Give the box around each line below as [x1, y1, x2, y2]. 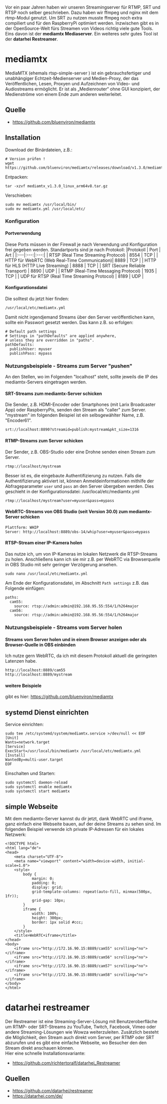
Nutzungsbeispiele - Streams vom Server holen [5, 624, 123, 631]
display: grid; [31, 885, 64, 890]
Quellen [5, 1075, 30, 1083]
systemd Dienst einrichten [5, 708, 89, 717]
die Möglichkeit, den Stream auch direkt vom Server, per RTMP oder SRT [5, 1034, 155, 1040]
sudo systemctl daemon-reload [5, 780, 68, 785]
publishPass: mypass [9, 351, 52, 356]
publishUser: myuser [9, 347, 52, 352]
